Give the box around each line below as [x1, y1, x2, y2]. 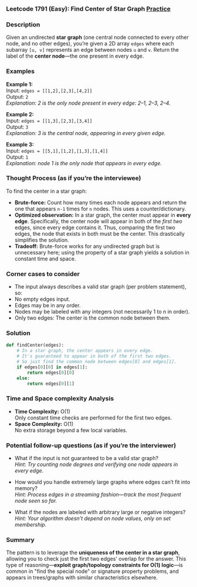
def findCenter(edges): [6, 343, 64, 348]
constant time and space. [14, 255, 76, 262]
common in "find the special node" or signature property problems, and [6, 568, 179, 575]
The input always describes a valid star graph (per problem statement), [14, 283, 186, 290]
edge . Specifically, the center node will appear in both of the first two [14, 217, 183, 224]
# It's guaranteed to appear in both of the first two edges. [16, 353, 172, 360]
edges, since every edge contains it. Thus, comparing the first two [14, 224, 176, 231]
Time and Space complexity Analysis [6, 394, 114, 402]
